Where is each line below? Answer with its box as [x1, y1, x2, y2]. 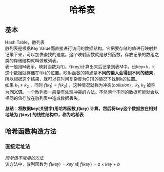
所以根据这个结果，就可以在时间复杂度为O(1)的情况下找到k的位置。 [5, 76, 140, 82]
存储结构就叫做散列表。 [13, 58, 61, 64]
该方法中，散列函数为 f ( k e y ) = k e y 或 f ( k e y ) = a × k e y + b [5, 161, 120, 167]
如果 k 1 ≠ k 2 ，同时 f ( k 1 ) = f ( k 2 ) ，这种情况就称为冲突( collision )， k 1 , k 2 [5, 82, 146, 89]
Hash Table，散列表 [5, 40, 45, 45]
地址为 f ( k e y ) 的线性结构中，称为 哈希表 [5, 111, 84, 117]
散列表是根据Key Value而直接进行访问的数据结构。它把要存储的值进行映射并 [5, 45, 158, 51]
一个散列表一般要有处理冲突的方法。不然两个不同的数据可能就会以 [26, 89, 159, 95]
